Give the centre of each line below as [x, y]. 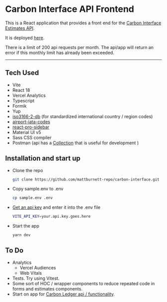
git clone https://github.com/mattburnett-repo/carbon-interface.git [86, 180]
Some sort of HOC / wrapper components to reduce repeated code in [83, 283]
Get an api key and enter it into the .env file [56, 207]
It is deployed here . [25, 38]
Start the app [26, 226]
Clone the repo [28, 170]
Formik [19, 106]
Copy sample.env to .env [38, 189]
